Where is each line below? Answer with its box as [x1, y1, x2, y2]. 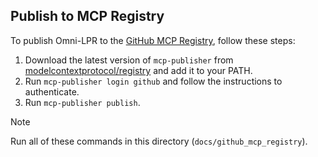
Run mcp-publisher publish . [24, 96, 141, 108]
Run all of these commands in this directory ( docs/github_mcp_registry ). [10, 135, 308, 147]
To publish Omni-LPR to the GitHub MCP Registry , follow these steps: [10, 34, 296, 46]
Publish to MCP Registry [10, 8, 165, 25]
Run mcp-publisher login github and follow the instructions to [24, 75, 283, 87]
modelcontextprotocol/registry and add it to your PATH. [24, 64, 253, 76]
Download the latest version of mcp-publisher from [24, 54, 234, 66]
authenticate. [24, 85, 80, 98]
